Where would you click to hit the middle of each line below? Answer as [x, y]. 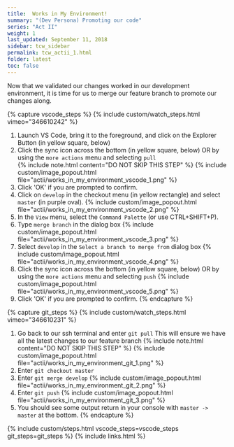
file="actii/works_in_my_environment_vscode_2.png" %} [98, 209]
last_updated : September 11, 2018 [58, 40]
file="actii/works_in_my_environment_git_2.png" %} [92, 385]
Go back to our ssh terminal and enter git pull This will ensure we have [121, 333]
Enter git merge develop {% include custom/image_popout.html [109, 378]
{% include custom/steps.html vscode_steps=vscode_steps [93, 428]
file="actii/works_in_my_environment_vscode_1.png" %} [97, 180]
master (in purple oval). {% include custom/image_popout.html [107, 202]
